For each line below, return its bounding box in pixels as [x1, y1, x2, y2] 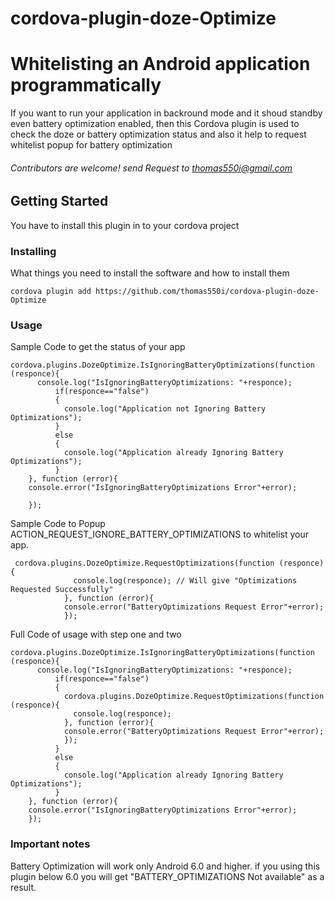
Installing [10, 244, 57, 258]
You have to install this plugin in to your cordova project [10, 219, 240, 231]
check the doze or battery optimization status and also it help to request [10, 128, 307, 141]
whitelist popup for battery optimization [10, 139, 173, 151]
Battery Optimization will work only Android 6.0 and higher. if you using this [10, 860, 321, 872]
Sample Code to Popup [10, 518, 106, 530]
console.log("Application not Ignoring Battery [63, 404, 267, 414]
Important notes [10, 837, 91, 851]
